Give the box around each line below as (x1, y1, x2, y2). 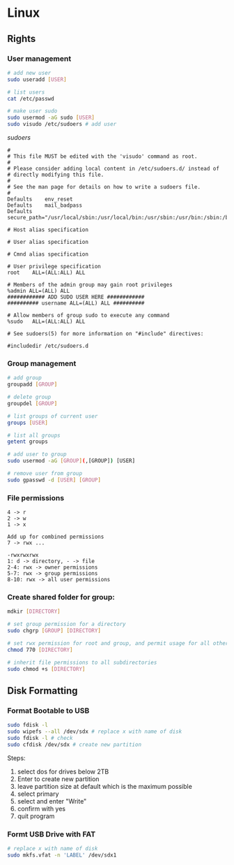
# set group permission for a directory (7, 620, 127, 628)
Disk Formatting (7, 685, 78, 697)
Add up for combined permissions (7, 533, 104, 541)
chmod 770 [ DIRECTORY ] (7, 646, 73, 653)
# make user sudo (7, 108, 58, 115)
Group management (7, 358, 77, 368)
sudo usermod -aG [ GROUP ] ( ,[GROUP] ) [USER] (7, 458, 136, 465)
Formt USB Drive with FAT (7, 829, 96, 839)
